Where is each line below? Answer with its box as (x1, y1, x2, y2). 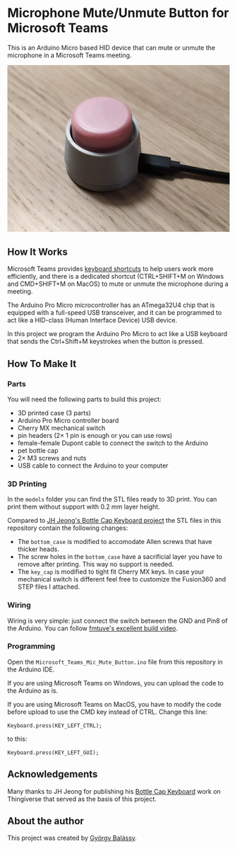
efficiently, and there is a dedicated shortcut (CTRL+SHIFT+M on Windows (7, 272, 224, 281)
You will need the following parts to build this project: (7, 395, 162, 403)
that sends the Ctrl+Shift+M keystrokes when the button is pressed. (7, 337, 205, 346)
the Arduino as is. (7, 686, 59, 695)
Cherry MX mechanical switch (17, 423, 106, 432)
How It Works (7, 246, 68, 258)
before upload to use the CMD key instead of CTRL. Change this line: (7, 707, 208, 716)
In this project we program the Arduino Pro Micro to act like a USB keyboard (7, 330, 228, 338)
